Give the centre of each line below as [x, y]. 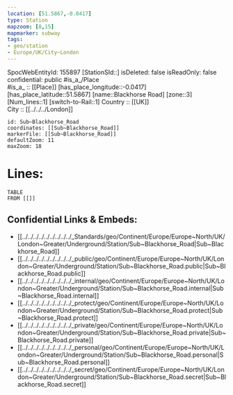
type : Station [28, 20]
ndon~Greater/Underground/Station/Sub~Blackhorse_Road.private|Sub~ [122, 332]
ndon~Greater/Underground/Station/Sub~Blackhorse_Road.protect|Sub [120, 310]
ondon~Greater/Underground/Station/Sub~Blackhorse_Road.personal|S [120, 355]
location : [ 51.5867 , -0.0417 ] [49, 14]
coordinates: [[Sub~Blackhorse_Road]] [63, 128]
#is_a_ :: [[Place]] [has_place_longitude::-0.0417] [77, 87]
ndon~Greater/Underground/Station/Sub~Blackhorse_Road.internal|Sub [120, 288]
